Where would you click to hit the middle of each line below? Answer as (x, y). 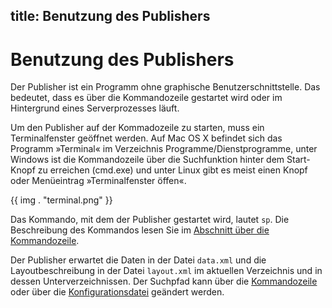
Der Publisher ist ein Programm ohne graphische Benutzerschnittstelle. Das (165, 87)
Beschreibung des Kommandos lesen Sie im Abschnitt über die (140, 230)
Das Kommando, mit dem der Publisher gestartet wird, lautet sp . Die (150, 220)
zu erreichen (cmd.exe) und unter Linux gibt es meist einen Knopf (172, 170)
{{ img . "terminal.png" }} (61, 200)
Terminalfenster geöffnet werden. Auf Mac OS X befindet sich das (146, 138)
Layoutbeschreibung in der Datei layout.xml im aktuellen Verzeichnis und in (166, 271)
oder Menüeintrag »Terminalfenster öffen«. (98, 181)
